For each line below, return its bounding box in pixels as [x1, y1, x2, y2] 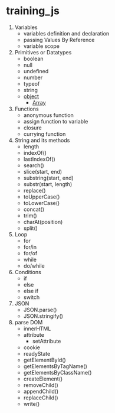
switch [23, 294, 40, 301]
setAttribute [32, 337, 61, 344]
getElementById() [23, 356, 66, 363]
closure [23, 124, 42, 131]
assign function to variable [23, 118, 88, 125]
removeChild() [23, 381, 59, 388]
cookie [23, 344, 40, 351]
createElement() [23, 375, 63, 382]
